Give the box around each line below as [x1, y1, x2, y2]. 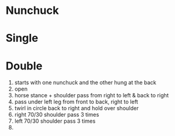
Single [5, 31, 39, 45]
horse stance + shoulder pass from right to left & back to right [14, 92, 169, 99]
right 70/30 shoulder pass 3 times [14, 111, 99, 118]
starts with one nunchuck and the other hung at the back [14, 79, 157, 86]
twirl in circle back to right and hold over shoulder [14, 105, 139, 112]
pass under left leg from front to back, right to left [14, 98, 139, 106]
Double [5, 59, 43, 73]
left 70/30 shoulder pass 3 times [14, 117, 96, 125]
